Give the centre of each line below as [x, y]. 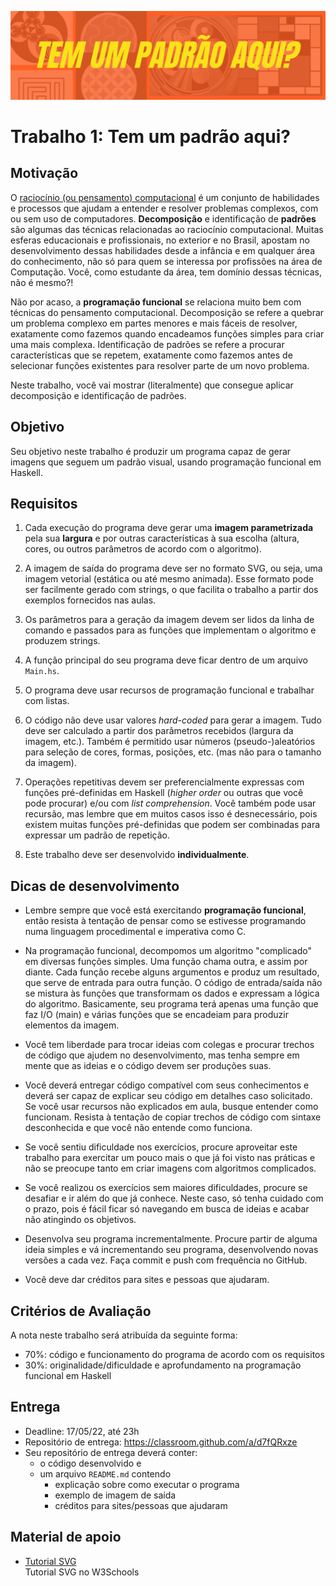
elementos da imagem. [72, 1025]
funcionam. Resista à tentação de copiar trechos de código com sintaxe [173, 1117]
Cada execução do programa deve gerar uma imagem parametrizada [169, 528]
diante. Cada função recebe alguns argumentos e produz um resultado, [172, 972]
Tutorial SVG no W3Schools [82, 1572]
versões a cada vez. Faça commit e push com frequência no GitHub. [166, 1260]
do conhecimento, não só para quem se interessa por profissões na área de [166, 261]
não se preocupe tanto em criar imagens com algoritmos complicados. [170, 1168]
